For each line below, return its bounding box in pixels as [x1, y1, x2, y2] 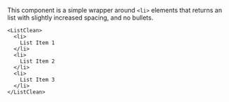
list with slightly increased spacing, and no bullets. [7, 13, 154, 22]
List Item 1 [20, 39, 55, 46]
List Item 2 [20, 58, 55, 65]
